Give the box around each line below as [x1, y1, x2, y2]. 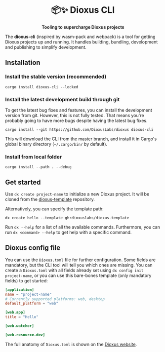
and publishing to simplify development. [5, 44, 86, 50]
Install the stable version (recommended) [5, 73, 107, 80]
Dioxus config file [5, 243, 61, 252]
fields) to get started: [5, 277, 48, 283]
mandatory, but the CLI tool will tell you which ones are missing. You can [5, 262, 153, 268]
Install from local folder [5, 153, 62, 160]
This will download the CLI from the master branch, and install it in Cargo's [5, 136, 157, 142]
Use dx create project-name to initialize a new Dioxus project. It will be [5, 191, 150, 197]
